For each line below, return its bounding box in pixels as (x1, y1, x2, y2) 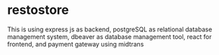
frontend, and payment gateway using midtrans (7, 40, 144, 48)
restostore (7, 2, 69, 18)
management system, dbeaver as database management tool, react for (7, 32, 212, 40)
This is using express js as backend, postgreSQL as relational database (7, 25, 213, 33)
